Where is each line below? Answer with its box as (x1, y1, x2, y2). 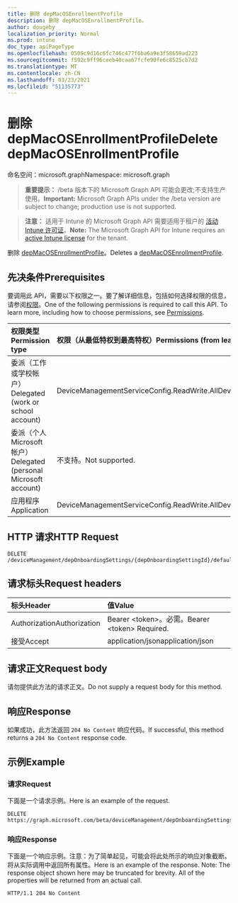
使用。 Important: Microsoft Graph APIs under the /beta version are (24, 194, 221, 203)
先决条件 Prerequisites (7, 271, 105, 284)
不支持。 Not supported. (56, 455, 136, 465)
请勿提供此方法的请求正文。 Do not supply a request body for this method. (7, 683, 223, 691)
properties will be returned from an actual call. (7, 876, 143, 885)
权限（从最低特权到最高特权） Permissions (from (56, 335, 220, 344)
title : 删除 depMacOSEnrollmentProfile (7, 10, 123, 18)
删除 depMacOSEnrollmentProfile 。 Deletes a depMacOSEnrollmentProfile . (7, 249, 224, 257)
